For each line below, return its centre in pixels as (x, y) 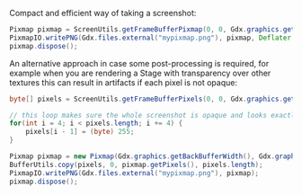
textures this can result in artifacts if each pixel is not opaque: (124, 82)
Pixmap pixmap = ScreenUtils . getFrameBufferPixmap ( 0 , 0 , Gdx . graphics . (146, 30)
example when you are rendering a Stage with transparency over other (140, 73)
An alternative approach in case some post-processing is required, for (139, 63)
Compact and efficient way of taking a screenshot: (103, 13)
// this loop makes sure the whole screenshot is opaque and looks (138, 115)
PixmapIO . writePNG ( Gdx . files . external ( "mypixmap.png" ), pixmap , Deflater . (152, 38)
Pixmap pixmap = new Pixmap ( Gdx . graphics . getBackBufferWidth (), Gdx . (142, 156)
